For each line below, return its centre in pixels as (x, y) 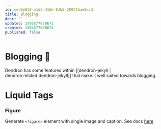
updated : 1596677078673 (29, 23)
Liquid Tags (29, 95)
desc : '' (14, 19)
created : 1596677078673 (29, 28)
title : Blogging (22, 14)
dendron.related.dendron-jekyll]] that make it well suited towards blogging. (81, 75)
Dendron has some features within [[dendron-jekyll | (58, 70)
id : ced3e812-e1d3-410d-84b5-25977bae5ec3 (49, 10)
